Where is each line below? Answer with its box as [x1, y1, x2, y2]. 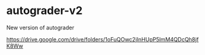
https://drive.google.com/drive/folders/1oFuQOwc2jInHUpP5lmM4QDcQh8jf [6, 35, 199, 43]
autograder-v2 [6, 4, 83, 18]
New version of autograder [6, 24, 75, 31]
